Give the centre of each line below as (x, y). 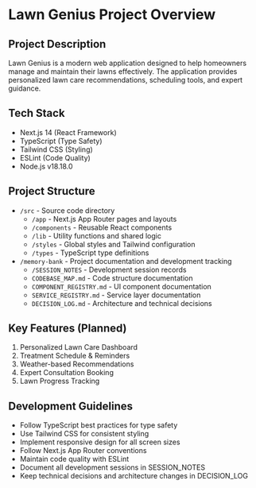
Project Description (57, 44)
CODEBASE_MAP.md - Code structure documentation (112, 278)
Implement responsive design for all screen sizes (100, 442)
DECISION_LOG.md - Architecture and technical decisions (122, 303)
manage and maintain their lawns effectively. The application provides (123, 72)
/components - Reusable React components (102, 227)
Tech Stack (37, 113)
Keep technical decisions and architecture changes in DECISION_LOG (134, 476)
